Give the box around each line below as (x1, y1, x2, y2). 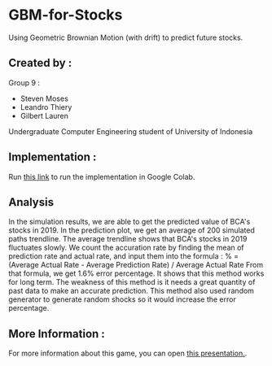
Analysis (8, 195, 55, 209)
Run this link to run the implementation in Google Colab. (8, 172, 195, 181)
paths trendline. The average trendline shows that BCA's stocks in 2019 (8, 234, 248, 244)
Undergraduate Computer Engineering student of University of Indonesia (8, 126, 253, 136)
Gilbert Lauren (20, 111, 69, 120)
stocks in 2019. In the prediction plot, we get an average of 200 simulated (8, 225, 255, 235)
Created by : (8, 56, 72, 70)
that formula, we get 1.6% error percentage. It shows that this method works (8, 268, 265, 278)
